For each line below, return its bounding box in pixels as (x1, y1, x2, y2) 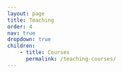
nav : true (7, 29, 36, 37)
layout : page (7, 10, 45, 17)
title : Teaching (7, 17, 54, 24)
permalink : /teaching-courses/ (25, 56, 117, 63)
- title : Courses (19, 49, 70, 56)
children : (7, 42, 36, 49)
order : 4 (7, 23, 33, 30)
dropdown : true (7, 36, 51, 43)
